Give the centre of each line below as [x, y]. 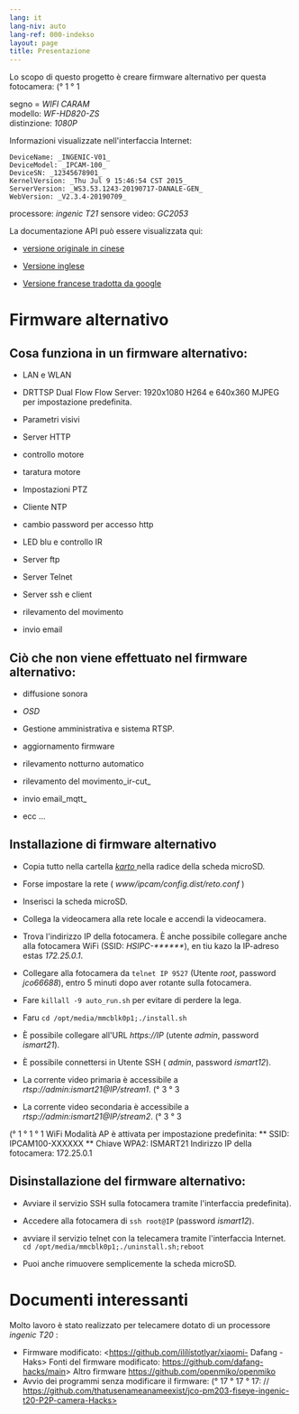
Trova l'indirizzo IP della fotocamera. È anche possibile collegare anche [154, 936]
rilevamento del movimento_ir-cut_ [86, 781]
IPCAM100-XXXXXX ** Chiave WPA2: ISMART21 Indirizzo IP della [131, 1143]
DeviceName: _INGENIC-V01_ [60, 158]
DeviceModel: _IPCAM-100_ [58, 165]
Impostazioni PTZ [55, 489]
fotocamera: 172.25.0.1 [51, 1153]
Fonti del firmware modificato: [104, 1362]
